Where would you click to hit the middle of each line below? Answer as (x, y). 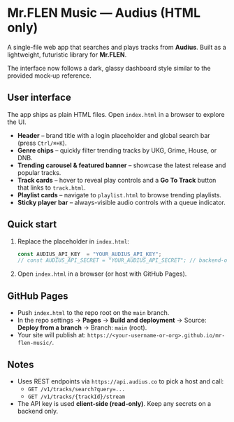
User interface (39, 98)
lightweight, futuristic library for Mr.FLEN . (67, 55)
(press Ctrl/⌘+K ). (42, 143)
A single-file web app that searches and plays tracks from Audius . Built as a (117, 47)
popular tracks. (39, 172)
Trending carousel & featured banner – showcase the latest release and (122, 165)
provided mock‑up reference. (50, 76)
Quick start (32, 224)
